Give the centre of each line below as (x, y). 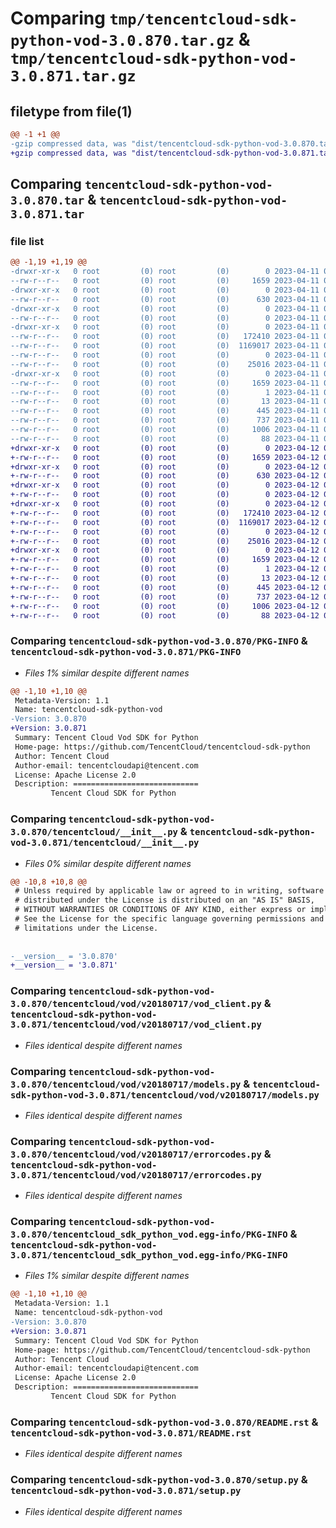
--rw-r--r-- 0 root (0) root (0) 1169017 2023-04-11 (165, 346)
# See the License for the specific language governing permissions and (169, 919)
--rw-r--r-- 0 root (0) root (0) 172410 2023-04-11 (165, 337)
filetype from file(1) (71, 111)
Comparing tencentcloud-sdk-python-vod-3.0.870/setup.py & (159, 1480)
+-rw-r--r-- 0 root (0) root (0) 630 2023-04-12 (165, 476)
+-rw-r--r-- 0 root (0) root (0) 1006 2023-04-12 (165, 606)
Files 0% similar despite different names (108, 863)
